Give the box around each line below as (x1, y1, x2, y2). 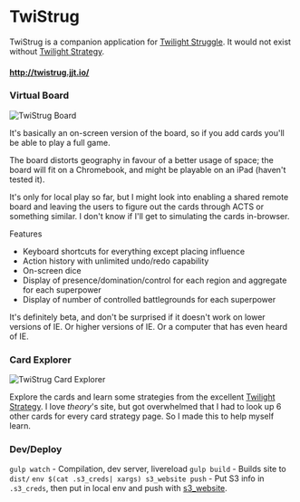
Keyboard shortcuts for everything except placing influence (22, 246, 246, 256)
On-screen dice (22, 265, 82, 275)
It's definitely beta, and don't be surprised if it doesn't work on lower (9, 311, 266, 323)
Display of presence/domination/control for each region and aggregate (22, 275, 287, 285)
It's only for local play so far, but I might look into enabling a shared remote (9, 191, 289, 202)
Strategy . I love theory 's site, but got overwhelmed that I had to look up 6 (9, 401, 282, 412)
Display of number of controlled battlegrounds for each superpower (22, 294, 276, 304)
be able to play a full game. (9, 137, 111, 148)
